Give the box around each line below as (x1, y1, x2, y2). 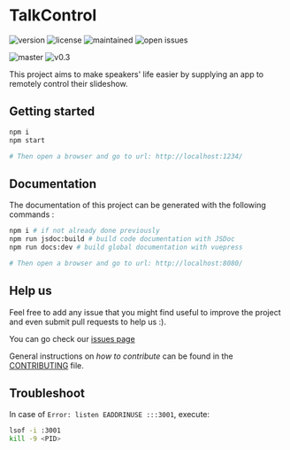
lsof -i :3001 (9, 426, 62, 435)
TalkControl (9, 5, 97, 26)
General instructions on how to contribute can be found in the (9, 351, 234, 361)
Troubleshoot (9, 385, 86, 400)
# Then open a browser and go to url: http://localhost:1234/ (9, 151, 243, 160)
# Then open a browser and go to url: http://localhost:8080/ (9, 259, 243, 268)
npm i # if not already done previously (9, 227, 161, 236)
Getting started (9, 104, 95, 120)
